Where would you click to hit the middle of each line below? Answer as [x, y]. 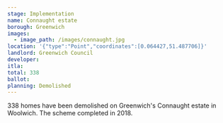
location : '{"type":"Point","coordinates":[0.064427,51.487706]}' [107, 46]
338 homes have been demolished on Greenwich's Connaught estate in [112, 105]
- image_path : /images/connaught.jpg [69, 40]
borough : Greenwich [36, 27]
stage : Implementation [41, 14]
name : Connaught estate [42, 20]
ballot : [19, 79]
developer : [23, 60]
